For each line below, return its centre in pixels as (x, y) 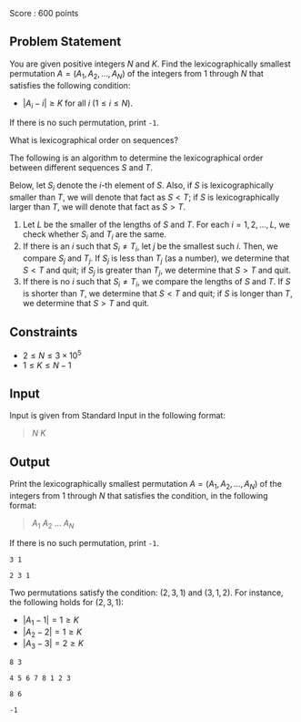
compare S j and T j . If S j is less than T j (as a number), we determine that (156, 259)
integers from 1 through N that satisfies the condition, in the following (139, 496)
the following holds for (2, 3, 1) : (67, 602)
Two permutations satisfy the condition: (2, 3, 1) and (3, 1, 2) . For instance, (146, 593)
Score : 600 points (44, 13)
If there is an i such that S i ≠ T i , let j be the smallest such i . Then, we (150, 247)
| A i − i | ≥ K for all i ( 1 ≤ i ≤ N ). (78, 104)
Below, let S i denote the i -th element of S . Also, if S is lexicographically (142, 186)
